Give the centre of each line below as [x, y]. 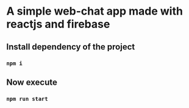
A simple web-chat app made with [94, 11]
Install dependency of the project [71, 47]
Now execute [32, 82]
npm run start [27, 99]
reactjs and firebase [58, 24]
